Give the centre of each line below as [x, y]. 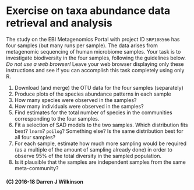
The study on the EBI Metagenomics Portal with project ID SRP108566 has [93, 39]
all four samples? [35, 137]
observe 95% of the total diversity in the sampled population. [88, 156]
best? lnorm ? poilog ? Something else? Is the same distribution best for [99, 131]
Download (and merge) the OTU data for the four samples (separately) [99, 87]
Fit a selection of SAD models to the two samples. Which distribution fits [101, 125]
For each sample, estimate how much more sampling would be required [100, 143]
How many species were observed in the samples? [75, 100]
